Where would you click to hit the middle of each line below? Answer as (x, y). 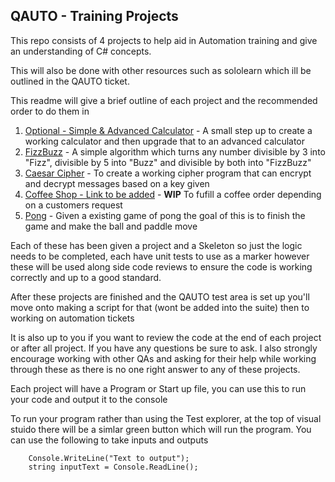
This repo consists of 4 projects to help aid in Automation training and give (164, 40)
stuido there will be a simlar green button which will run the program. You (161, 429)
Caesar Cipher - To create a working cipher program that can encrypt (168, 173)
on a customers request (73, 205)
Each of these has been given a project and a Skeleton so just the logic (156, 245)
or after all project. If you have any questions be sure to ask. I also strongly (164, 348)
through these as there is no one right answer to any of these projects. (155, 369)
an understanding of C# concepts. (81, 51)
